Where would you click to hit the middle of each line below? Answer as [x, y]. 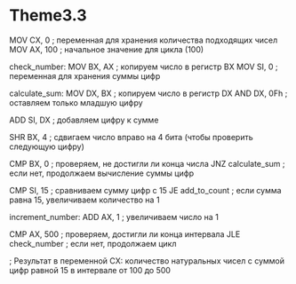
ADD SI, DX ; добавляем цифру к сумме [84, 120]
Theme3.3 [48, 16]
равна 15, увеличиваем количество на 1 [84, 200]
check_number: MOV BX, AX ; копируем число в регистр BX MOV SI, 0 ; [144, 67]
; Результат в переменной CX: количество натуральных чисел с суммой [147, 260]
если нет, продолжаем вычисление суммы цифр [102, 173]
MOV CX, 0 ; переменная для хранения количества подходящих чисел [144, 40]
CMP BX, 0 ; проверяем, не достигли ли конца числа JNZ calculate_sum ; [148, 163]
